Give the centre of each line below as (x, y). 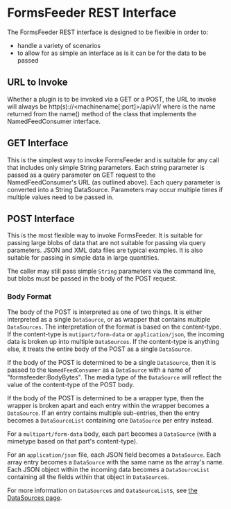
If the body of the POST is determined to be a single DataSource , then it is (112, 362)
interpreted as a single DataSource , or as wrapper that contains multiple (109, 319)
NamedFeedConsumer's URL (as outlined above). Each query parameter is (114, 182)
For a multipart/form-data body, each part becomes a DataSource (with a (112, 434)
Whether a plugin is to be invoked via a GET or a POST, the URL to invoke (112, 99)
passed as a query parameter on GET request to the (82, 175)
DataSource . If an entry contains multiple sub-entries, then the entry (103, 413)
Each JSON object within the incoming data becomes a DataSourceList (109, 469)
